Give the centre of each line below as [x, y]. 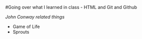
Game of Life [26, 26]
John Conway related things [35, 17]
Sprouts [21, 32]
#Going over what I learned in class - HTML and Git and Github [71, 7]
